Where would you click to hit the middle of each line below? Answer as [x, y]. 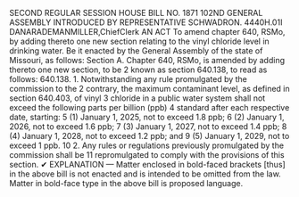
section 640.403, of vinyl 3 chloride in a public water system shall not [137, 98]
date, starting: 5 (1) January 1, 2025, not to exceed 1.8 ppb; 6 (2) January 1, [147, 117]
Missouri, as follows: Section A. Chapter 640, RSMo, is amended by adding [147, 60]
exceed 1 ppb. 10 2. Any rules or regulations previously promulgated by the [146, 145]
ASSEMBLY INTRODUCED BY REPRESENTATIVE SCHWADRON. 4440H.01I [146, 22]
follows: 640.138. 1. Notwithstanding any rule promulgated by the [129, 79]
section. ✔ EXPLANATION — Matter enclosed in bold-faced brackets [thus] [147, 164]
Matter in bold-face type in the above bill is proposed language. [126, 183]
